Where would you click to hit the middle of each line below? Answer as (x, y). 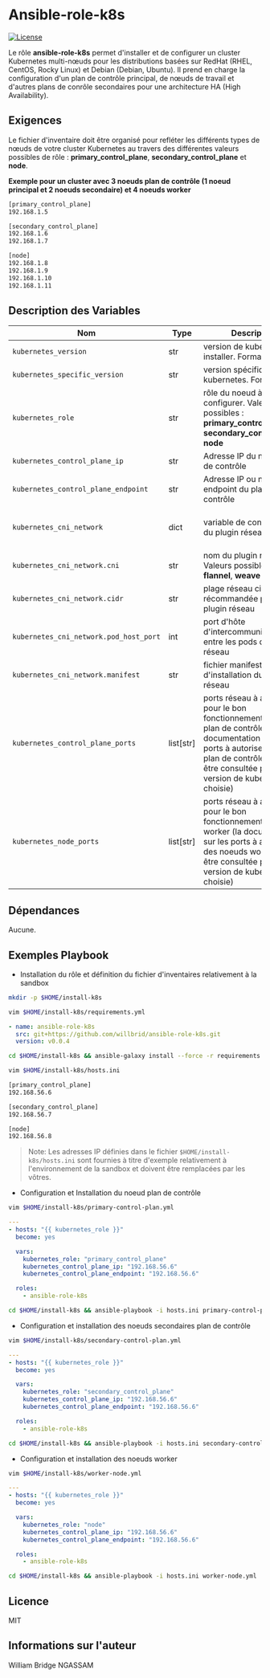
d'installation (227, 675)
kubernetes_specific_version (68, 375)
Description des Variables (74, 310)
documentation (232, 738)
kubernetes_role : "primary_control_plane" (95, 1259)
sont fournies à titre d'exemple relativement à (152, 1160)
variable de (225, 522)
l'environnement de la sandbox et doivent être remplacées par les (137, 1169)
